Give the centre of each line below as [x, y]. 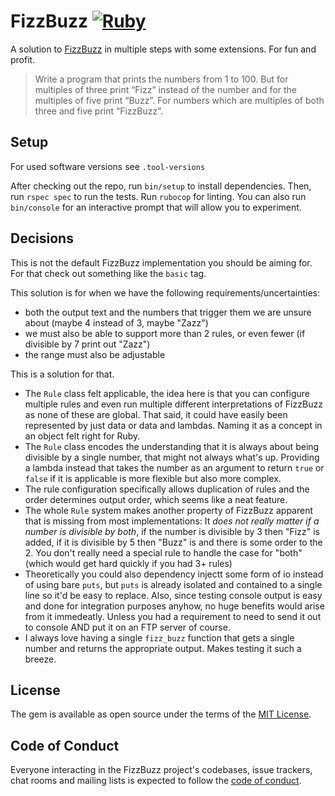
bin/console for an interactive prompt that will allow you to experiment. [156, 207]
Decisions [42, 238]
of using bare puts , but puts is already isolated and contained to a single [173, 584]
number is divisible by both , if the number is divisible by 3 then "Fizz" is [172, 531]
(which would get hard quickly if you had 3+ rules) [128, 563]
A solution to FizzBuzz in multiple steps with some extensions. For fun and [163, 49]
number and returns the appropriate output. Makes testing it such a [163, 648]
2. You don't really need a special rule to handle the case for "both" [163, 552]
